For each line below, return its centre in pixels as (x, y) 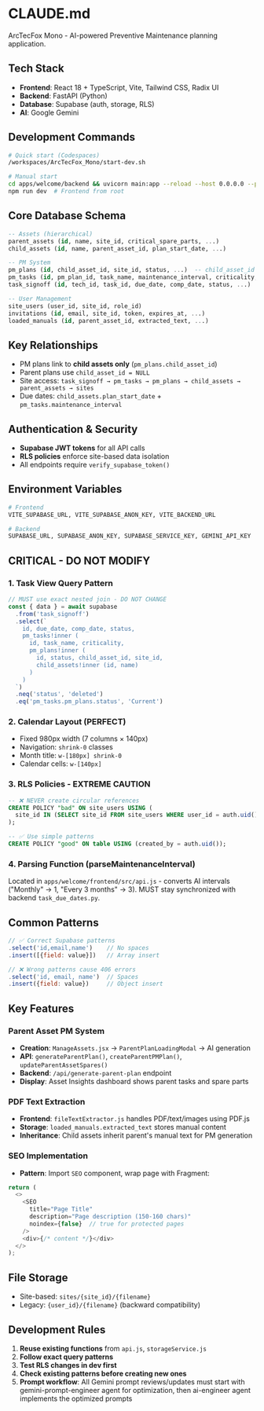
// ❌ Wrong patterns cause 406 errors (72, 969)
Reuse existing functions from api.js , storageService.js (113, 1348)
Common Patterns (54, 923)
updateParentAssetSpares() (64, 1065)
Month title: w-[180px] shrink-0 (70, 756)
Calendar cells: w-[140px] (60, 764)
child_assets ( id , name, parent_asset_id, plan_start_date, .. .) (117, 248)
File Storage (38, 1277)
